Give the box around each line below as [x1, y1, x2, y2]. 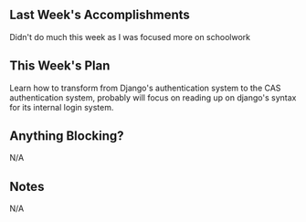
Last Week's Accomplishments [9, 7, 190, 23]
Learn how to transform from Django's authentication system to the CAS [9, 82, 281, 93]
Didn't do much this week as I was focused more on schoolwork [9, 31, 251, 42]
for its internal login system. [9, 101, 114, 112]
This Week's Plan [9, 58, 111, 74]
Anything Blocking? [9, 128, 125, 144]
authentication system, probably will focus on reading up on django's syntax [9, 91, 297, 103]
